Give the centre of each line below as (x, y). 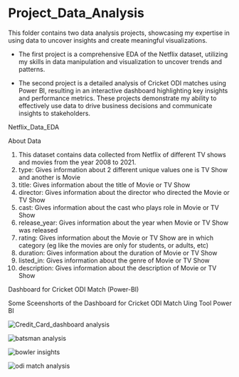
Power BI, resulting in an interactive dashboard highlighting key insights (123, 90)
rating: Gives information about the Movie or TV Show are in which (116, 238)
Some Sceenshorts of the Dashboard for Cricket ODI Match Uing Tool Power (120, 303)
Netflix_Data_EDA (34, 127)
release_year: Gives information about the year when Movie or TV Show (123, 223)
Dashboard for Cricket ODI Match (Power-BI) (74, 289)
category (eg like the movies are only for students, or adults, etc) (113, 245)
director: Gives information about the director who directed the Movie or (124, 192)
